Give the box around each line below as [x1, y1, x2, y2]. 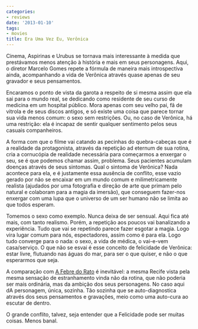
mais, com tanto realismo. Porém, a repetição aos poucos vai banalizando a [6, 219, 190, 225]
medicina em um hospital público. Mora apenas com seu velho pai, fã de [6, 102, 183, 108]
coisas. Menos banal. [6, 317, 58, 324]
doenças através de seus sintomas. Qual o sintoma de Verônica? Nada [6, 163, 178, 170]
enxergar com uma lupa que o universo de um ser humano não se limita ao [6, 195, 188, 202]
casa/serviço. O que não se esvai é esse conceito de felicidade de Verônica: [6, 244, 192, 251]
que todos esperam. [6, 201, 55, 208]
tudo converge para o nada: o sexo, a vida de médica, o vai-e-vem [6, 238, 168, 244]
